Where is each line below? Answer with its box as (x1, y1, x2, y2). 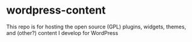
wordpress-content (6, 4, 106, 17)
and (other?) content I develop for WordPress (6, 29, 119, 36)
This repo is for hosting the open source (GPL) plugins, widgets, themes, (6, 23, 187, 30)
